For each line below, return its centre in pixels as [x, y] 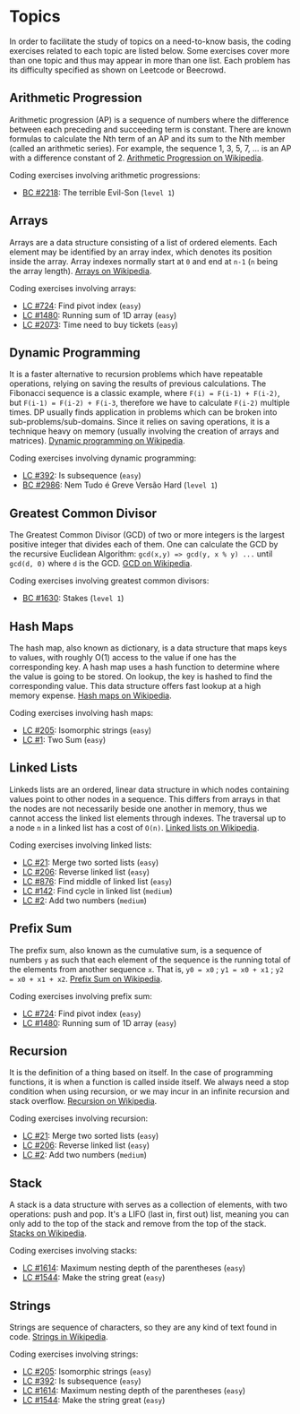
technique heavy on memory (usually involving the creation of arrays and [144, 431]
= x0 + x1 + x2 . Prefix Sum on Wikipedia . [86, 979]
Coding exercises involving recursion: [79, 1118]
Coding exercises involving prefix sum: [81, 996]
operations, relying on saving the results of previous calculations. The [138, 384]
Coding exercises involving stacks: [73, 1251]
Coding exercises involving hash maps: [81, 713]
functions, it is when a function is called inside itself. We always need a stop [149, 1082]
